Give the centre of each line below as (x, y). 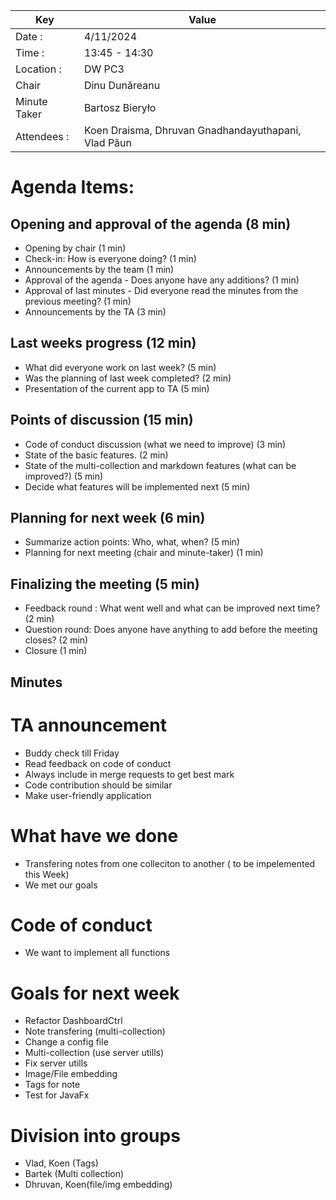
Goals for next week (95, 993)
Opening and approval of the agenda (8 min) (151, 224)
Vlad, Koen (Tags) (61, 1163)
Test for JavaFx (57, 1095)
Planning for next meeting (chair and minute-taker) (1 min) (144, 553)
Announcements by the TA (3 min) (95, 312)
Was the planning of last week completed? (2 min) (128, 378)
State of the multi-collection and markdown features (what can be (160, 465)
